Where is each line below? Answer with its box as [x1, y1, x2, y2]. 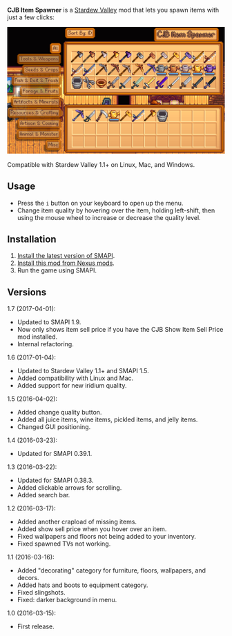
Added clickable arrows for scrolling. [17, 484, 122, 492]
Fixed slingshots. [17, 588, 66, 597]
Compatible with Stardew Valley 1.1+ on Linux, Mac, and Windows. [7, 160, 195, 168]
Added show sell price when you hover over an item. [17, 525, 167, 533]
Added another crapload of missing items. [17, 517, 137, 526]
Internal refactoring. [17, 340, 74, 348]
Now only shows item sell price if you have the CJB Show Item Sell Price [17, 326, 224, 334]
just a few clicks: [7, 13, 55, 21]
